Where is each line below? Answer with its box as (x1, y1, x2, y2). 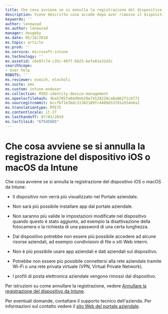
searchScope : (5, 63, 32, 68)
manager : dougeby (5, 31, 41, 36)
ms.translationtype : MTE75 (5, 105, 61, 110)
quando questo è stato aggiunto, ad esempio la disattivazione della (12, 218, 150, 224)
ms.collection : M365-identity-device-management (5, 91, 108, 96)
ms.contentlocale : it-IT (5, 110, 57, 115)
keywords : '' (5, 17, 32, 22)
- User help (5, 68, 30, 73)
